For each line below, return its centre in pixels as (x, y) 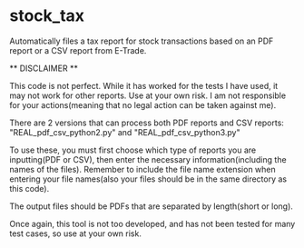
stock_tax (47, 16)
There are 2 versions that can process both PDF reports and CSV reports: (147, 123)
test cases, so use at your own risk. (76, 233)
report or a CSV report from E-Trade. (78, 50)
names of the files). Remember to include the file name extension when (143, 169)
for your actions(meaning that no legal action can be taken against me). (143, 104)
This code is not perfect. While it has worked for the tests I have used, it (144, 85)
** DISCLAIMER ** (44, 68)
